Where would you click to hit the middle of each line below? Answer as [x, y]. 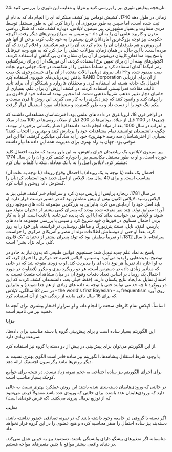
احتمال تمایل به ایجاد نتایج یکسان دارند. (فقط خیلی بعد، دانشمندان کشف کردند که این [86, 279]
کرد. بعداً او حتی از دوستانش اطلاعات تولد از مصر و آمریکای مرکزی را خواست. [80, 231]
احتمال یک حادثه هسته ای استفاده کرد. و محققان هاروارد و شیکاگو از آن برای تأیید [82, 83]
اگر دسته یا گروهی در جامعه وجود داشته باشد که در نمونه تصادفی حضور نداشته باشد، [86, 418]
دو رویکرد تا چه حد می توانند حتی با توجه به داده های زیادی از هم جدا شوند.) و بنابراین [86, 285]
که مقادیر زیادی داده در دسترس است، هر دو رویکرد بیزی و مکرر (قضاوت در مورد [82, 268]
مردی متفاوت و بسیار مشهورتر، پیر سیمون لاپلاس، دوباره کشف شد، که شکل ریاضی [85, 28]
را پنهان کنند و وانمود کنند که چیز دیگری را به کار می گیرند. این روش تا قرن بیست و [84, 99]
